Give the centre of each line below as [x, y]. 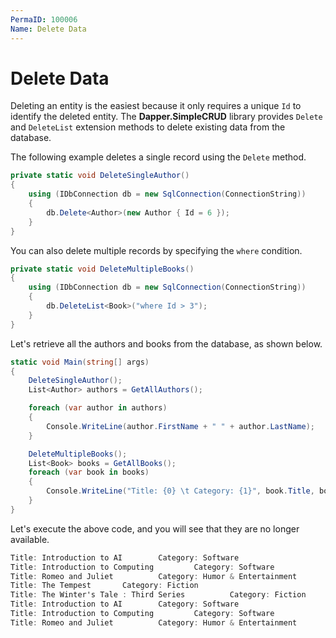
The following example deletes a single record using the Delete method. [158, 157]
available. [30, 539]
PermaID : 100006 [44, 19]
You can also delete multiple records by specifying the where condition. [156, 250]
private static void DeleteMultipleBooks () [102, 269]
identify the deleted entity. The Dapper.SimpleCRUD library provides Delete [166, 117]
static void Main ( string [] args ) [80, 362]
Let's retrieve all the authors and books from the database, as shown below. [166, 343]
